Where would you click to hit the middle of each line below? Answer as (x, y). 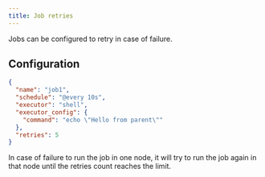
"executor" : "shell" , (52, 105)
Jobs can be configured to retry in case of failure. (90, 39)
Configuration (44, 64)
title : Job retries (41, 16)
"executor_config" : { (52, 112)
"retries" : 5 (37, 135)
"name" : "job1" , (43, 90)
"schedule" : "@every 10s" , (61, 97)
